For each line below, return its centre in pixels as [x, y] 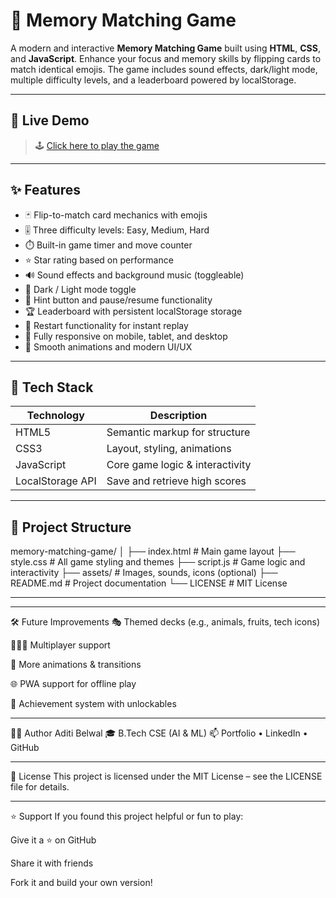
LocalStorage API [56, 481]
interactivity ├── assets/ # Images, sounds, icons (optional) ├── [144, 573]
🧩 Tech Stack [52, 387]
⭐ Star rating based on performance [99, 260]
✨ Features [45, 190]
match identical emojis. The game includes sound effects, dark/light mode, [164, 69]
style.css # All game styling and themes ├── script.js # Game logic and [158, 562]
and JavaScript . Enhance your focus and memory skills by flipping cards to [166, 58]
